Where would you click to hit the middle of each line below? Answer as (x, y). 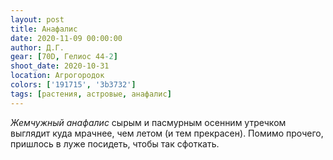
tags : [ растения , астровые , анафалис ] (91, 94)
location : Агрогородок (57, 76)
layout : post (37, 19)
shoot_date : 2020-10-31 (60, 66)
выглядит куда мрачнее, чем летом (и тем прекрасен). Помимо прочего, (167, 133)
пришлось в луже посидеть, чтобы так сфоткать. (115, 143)
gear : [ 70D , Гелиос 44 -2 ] (64, 57)
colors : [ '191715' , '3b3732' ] (73, 85)
